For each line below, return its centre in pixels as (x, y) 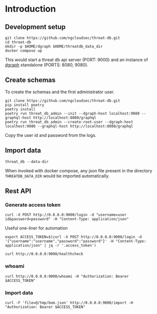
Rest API (18, 191)
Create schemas (30, 80)
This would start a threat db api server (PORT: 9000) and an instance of (77, 60)
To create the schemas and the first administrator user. (60, 92)
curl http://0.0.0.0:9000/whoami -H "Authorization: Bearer (67, 276)
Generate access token (33, 205)
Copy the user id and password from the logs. (51, 135)
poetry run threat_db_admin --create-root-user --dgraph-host (69, 122)
